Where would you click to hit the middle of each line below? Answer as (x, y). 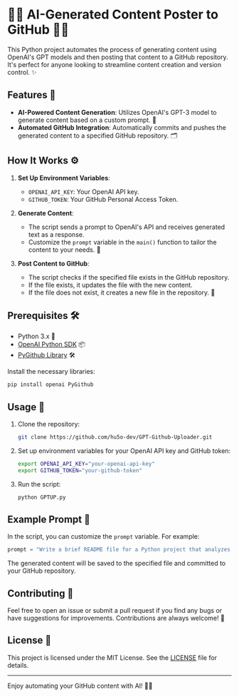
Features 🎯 (32, 95)
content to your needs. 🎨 (64, 250)
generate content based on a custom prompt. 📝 (87, 120)
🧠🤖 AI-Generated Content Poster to (113, 15)
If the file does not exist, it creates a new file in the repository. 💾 (122, 292)
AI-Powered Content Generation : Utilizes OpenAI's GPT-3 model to (117, 112)
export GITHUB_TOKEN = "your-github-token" (80, 470)
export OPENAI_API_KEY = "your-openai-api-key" (86, 464)
